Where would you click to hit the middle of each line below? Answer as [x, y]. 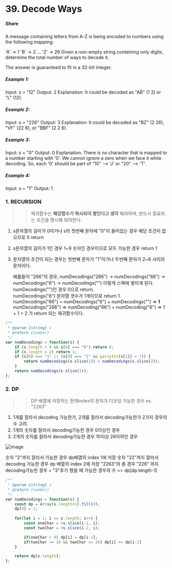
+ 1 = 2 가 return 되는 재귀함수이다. [48, 313]
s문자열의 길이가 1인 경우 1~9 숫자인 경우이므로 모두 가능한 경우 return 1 [85, 248]
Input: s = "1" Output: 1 [29, 188]
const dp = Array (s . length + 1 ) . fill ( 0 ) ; [57, 504]
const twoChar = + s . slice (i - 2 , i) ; [62, 528]
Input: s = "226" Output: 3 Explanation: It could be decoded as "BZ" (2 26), [85, 123]
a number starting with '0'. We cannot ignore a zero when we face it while [83, 158]
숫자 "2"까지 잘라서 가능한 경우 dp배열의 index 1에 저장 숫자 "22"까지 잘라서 [82, 458]
